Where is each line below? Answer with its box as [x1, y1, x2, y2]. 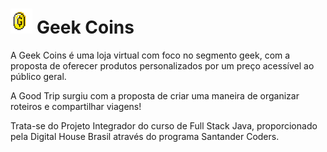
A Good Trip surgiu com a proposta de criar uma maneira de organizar [10, 89, 300, 102]
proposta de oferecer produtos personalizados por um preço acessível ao [10, 59, 315, 72]
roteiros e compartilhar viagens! [10, 100, 142, 112]
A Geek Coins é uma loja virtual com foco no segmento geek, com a [10, 49, 291, 61]
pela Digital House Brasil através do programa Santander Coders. [10, 130, 280, 142]
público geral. [10, 70, 67, 82]
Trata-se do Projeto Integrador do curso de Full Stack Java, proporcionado [10, 119, 318, 132]
